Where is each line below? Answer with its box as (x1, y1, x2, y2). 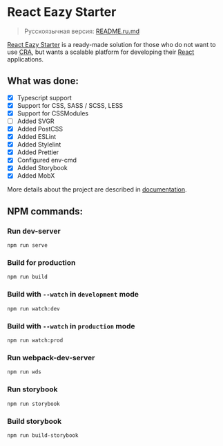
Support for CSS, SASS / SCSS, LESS (17, 101, 124, 109)
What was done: (7, 75, 79, 87)
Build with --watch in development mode (7, 290, 139, 299)
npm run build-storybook (7, 431, 79, 439)
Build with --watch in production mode (7, 321, 136, 331)
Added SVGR (17, 117, 55, 125)
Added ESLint (17, 133, 57, 141)
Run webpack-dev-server (7, 353, 95, 362)
